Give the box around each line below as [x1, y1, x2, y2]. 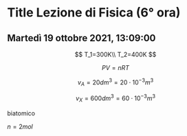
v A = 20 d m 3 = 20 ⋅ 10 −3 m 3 [77, 77, 154, 88]
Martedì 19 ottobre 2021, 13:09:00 [7, 32, 156, 44]
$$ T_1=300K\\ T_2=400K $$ [74, 50, 157, 58]
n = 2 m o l [7, 122, 33, 131]
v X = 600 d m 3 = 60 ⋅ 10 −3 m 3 [75, 93, 156, 104]
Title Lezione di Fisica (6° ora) [7, 5, 181, 21]
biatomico [7, 109, 36, 117]
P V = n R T [102, 64, 129, 71]
